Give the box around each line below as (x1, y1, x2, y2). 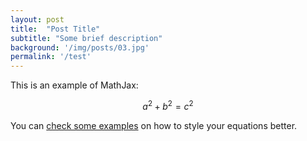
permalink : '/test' (10, 52, 92, 62)
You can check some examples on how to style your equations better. (10, 119, 298, 131)
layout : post (10, 14, 65, 25)
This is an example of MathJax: (10, 79, 139, 91)
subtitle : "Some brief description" (10, 33, 163, 43)
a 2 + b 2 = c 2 (142, 99, 194, 112)
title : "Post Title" (10, 24, 101, 34)
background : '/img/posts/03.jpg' (10, 42, 150, 53)
